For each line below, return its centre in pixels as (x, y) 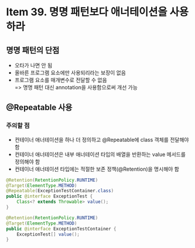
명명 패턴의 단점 (33, 50)
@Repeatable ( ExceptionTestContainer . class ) (60, 191)
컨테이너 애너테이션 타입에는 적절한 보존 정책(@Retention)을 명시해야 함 (97, 169)
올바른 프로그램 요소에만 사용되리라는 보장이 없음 (70, 73)
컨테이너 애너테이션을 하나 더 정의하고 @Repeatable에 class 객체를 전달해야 (102, 140)
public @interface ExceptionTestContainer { (61, 229)
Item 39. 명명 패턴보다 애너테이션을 (87, 12)
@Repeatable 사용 (39, 108)
